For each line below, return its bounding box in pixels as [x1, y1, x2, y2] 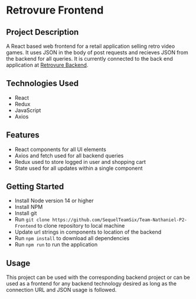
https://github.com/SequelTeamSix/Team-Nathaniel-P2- [52, 217, 187, 223]
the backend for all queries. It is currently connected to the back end [6, 55, 173, 62]
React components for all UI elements [14, 146, 106, 153]
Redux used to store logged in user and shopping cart [14, 158, 146, 165]
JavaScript [14, 107, 41, 114]
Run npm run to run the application [14, 241, 98, 248]
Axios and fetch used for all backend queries [14, 152, 124, 159]
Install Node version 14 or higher [14, 197, 94, 204]
